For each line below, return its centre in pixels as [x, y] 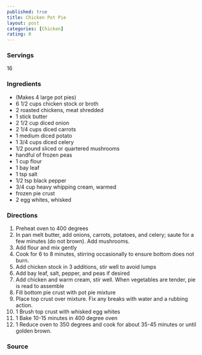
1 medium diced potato [44, 136]
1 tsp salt [26, 174]
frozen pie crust [35, 193]
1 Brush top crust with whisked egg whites [68, 312]
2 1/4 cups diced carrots [46, 129]
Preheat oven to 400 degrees [52, 228]
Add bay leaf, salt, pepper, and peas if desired [72, 273]
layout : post [23, 23]
